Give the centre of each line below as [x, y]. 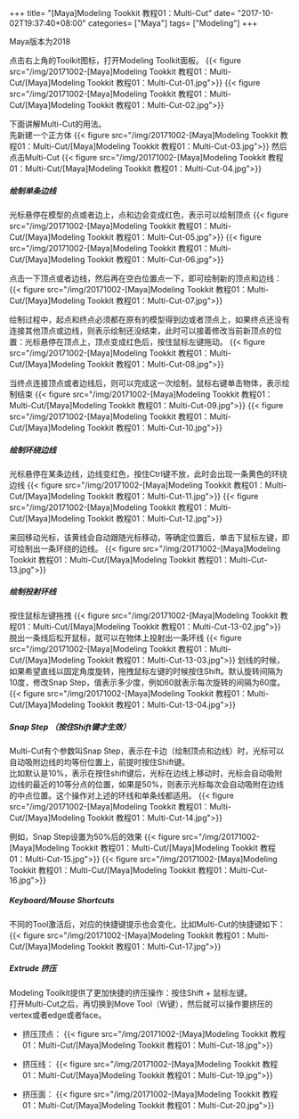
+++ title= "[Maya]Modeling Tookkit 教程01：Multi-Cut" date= [122, 13]
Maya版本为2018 [40, 41]
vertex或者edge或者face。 [58, 1015]
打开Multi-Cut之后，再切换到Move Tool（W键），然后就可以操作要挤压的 [141, 1004]
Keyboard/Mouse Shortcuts [62, 901]
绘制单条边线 [32, 191]
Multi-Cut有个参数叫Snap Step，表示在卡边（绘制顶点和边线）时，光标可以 [147, 751]
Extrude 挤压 [33, 968]
